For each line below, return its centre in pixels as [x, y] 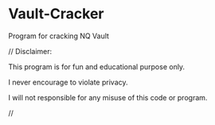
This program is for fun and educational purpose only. [97, 66]
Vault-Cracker [56, 14]
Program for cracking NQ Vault [59, 36]
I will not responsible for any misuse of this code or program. [108, 97]
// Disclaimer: [30, 51]
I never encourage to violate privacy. [68, 82]
